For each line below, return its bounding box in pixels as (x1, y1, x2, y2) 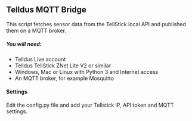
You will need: (6, 41, 42, 48)
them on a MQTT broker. (6, 27, 67, 34)
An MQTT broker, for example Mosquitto (14, 75, 114, 82)
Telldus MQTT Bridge (6, 5, 86, 15)
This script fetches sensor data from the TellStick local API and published (6, 20, 187, 27)
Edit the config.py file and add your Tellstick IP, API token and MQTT (6, 101, 174, 108)
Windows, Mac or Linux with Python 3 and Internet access (14, 68, 159, 75)
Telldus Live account (14, 55, 66, 63)
